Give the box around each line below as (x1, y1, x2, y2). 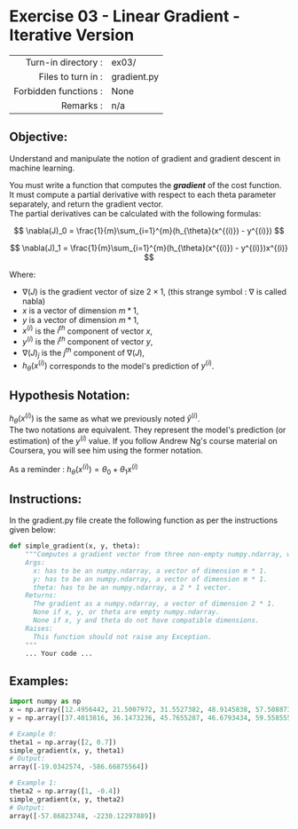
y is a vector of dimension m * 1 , (21, 314, 139, 325)
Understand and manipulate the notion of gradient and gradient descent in (9, 153, 281, 163)
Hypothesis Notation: (9, 388, 130, 403)
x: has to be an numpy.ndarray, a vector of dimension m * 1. (32, 566, 268, 575)
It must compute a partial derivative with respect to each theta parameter (9, 189, 277, 200)
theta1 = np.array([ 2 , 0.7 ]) (9, 738, 117, 746)
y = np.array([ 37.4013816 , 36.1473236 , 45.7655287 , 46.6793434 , (9, 713, 252, 722)
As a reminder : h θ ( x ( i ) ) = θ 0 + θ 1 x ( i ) (9, 462, 139, 477)
